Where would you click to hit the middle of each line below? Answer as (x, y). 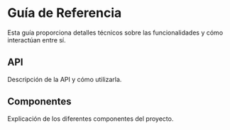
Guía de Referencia (65, 13)
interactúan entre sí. (37, 40)
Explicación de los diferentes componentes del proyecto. (91, 119)
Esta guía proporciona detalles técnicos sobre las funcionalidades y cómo (115, 32)
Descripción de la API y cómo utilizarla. (65, 79)
